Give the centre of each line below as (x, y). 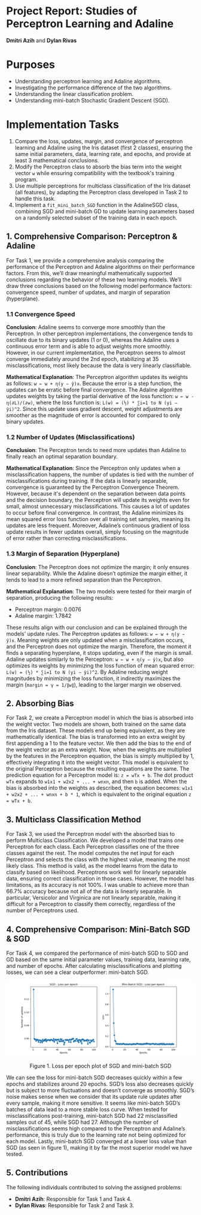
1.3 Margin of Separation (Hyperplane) (63, 554)
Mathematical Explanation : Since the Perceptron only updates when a (93, 468)
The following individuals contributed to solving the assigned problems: (94, 1187)
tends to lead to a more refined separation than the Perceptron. (84, 579)
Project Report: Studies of (72, 11)
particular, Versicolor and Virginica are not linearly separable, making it (94, 898)
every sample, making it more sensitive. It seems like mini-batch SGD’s (93, 1103)
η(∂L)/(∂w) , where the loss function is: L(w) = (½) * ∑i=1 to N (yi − (92, 402)
